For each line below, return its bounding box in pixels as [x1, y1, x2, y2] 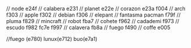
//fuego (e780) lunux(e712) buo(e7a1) [6, 36, 97, 42]
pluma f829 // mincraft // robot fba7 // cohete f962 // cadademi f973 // [6, 18, 180, 24]
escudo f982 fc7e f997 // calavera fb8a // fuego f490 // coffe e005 [6, 24, 171, 31]
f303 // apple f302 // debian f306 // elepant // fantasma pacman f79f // [6, 11, 181, 18]
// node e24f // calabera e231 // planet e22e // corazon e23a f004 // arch [6, 5, 186, 12]
